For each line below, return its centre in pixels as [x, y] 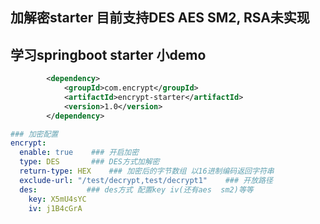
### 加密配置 [34, 134]
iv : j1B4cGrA [55, 208]
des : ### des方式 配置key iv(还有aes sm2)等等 [136, 189]
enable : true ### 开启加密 [79, 153]
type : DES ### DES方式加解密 [89, 162]
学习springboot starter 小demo [108, 54]
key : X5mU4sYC [57, 199]
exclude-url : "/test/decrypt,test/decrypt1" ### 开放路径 [146, 180]
